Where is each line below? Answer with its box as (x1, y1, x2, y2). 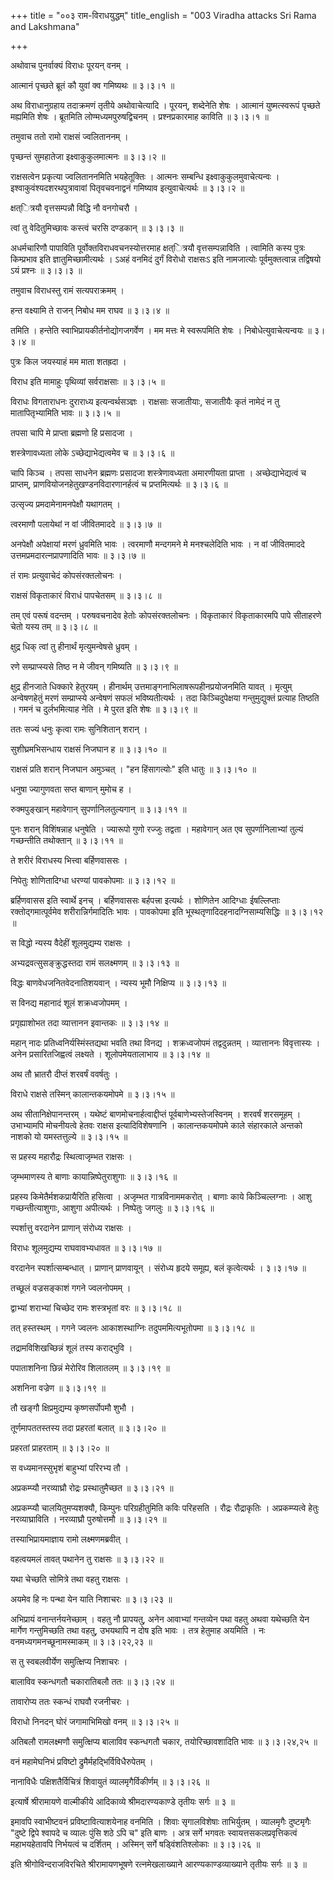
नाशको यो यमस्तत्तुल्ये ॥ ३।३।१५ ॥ (10, 1131, 128, 1142)
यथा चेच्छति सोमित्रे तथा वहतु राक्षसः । (10, 1573, 129, 1585)
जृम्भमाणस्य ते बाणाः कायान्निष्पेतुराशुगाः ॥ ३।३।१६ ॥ (10, 1171, 178, 1182)
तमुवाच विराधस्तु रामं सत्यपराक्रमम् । (10, 285, 125, 296)
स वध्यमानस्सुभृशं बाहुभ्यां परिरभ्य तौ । (10, 1462, 130, 1474)
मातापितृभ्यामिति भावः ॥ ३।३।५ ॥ (10, 407, 121, 419)
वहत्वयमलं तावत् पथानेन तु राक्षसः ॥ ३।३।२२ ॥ (10, 1553, 164, 1565)
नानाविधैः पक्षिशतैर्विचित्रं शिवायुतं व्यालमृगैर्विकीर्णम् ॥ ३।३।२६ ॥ (10, 1776, 210, 1787)
